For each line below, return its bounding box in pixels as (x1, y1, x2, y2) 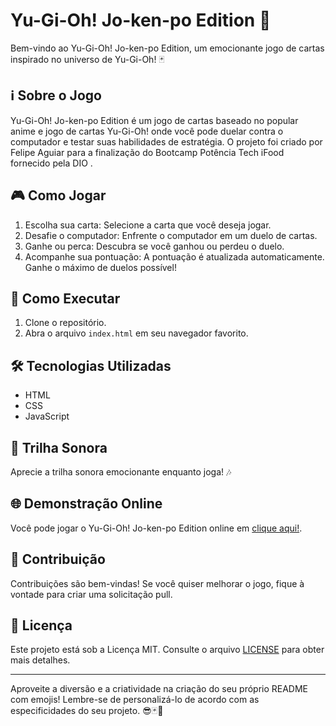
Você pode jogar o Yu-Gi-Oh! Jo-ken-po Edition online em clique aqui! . (10, 522, 303, 534)
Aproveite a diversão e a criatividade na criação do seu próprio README (10, 683, 309, 695)
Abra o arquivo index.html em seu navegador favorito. (24, 327, 249, 339)
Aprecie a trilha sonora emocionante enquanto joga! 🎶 (10, 466, 232, 478)
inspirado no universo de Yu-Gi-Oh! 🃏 (10, 53, 165, 65)
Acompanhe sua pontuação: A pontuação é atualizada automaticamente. (24, 250, 325, 263)
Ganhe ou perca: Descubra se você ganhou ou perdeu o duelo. (24, 240, 285, 252)
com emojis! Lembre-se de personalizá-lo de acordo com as (10, 694, 260, 706)
